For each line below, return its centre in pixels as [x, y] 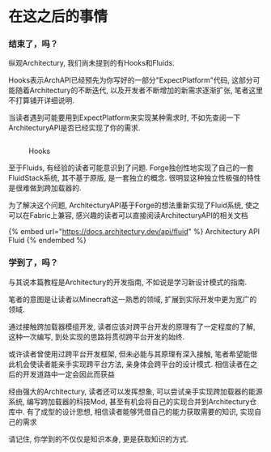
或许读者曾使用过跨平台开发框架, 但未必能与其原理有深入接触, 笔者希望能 [129, 354]
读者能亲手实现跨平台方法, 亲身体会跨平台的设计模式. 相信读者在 [143, 364]
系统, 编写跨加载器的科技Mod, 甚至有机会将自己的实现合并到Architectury [129, 401]
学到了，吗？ [34, 262]
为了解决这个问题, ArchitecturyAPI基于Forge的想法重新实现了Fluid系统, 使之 [134, 205]
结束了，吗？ [34, 44]
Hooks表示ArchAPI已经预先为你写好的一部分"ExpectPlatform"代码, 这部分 [131, 80]
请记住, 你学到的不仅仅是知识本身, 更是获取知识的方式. [98, 439]
